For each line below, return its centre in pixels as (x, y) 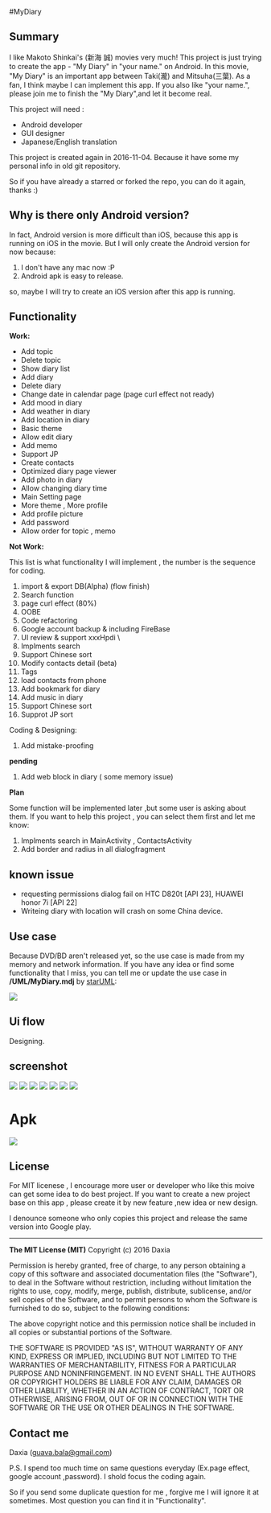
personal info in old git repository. (65, 166)
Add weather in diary (55, 411)
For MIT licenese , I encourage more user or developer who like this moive (132, 1186)
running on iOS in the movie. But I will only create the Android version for (129, 243)
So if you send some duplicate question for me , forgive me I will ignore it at (134, 1492)
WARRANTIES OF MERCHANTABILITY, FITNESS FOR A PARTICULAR (123, 1365)
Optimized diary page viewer (69, 471)
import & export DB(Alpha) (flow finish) (85, 586)
